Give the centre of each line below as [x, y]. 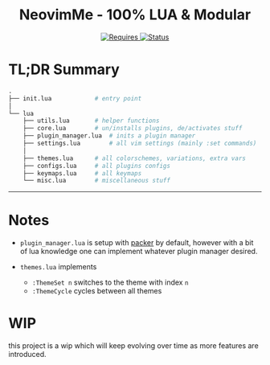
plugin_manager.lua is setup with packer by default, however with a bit [137, 243]
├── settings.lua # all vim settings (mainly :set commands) [140, 143]
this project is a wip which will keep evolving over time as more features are [133, 346]
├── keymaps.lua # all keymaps [82, 173]
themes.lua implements [58, 267]
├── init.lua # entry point [75, 98]
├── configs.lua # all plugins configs [97, 166]
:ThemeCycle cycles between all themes [97, 291]
